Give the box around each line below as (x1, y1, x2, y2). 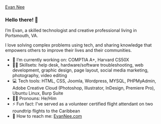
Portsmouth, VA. (5, 33, 38, 39)
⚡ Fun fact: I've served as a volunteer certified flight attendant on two (12, 101, 154, 107)
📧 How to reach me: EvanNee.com (12, 113, 82, 119)
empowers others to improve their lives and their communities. (5, 48, 132, 53)
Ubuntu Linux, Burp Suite (12, 90, 64, 96)
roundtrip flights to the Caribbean (12, 108, 80, 114)
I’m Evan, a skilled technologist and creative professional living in (5, 27, 137, 33)
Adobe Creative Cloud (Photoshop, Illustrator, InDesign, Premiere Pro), (12, 85, 155, 91)
